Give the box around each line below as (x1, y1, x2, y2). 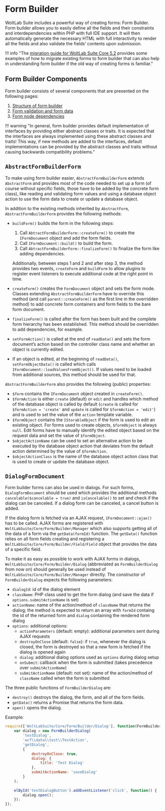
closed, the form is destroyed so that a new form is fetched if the (19, 644, 151, 650)
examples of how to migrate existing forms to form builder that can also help (5, 55, 160, 61)
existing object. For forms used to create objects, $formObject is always (12, 422, 157, 428)
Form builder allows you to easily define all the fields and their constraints (5, 25, 154, 31)
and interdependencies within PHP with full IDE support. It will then (5, 30, 140, 36)
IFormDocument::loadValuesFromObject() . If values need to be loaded (12, 366, 151, 372)
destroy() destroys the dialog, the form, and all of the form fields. (12, 694, 145, 700)
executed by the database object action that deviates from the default (12, 443, 154, 449)
